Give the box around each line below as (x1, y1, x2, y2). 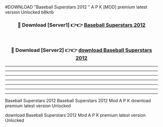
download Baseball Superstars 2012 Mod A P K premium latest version (5, 112, 146, 118)
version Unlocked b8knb (5, 9, 54, 15)
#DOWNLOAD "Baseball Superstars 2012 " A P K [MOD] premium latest (5, 4, 147, 10)
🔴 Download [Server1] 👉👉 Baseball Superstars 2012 (17, 21, 146, 28)
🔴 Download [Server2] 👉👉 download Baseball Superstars (11, 47, 152, 54)
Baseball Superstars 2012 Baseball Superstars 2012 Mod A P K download (5, 97, 151, 103)
